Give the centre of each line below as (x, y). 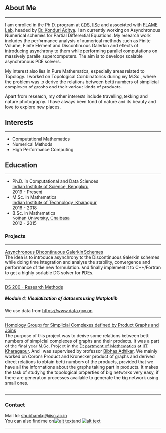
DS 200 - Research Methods (34, 287)
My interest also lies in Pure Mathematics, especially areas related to (75, 71)
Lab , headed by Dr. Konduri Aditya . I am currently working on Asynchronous (83, 30)
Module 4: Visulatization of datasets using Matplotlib (61, 298)
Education (21, 165)
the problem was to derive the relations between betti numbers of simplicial (82, 82)
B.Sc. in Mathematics (34, 213)
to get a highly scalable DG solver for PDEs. (49, 273)
